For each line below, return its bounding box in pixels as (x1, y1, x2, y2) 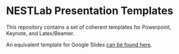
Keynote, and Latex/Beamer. (6, 29, 75, 36)
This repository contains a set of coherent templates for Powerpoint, (6, 23, 171, 31)
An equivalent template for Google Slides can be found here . (6, 41, 153, 48)
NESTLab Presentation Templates (6, 4, 174, 18)
